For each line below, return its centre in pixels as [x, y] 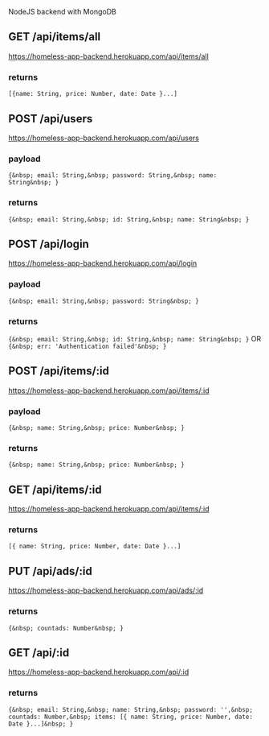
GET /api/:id [39, 653]
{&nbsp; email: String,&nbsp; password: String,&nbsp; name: [113, 176]
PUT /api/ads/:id [50, 571]
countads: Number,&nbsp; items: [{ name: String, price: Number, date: [130, 717]
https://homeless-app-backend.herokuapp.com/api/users [104, 138]
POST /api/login [49, 244]
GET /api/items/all [55, 37]
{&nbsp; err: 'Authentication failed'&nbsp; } [88, 346]
